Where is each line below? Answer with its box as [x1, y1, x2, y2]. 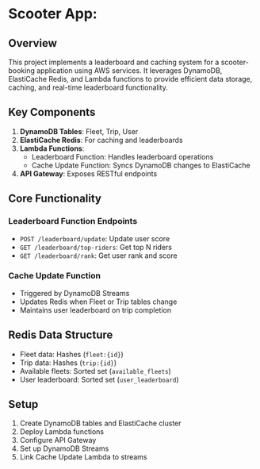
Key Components [8, 106, 96, 119]
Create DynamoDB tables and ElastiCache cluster [19, 418, 182, 429]
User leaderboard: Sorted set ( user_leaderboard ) [19, 375, 180, 384]
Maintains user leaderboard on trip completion [19, 305, 172, 314]
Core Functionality [8, 192, 101, 206]
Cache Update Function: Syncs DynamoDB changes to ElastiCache [31, 160, 251, 170]
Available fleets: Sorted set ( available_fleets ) [19, 366, 172, 375]
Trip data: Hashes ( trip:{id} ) [19, 358, 117, 367]
